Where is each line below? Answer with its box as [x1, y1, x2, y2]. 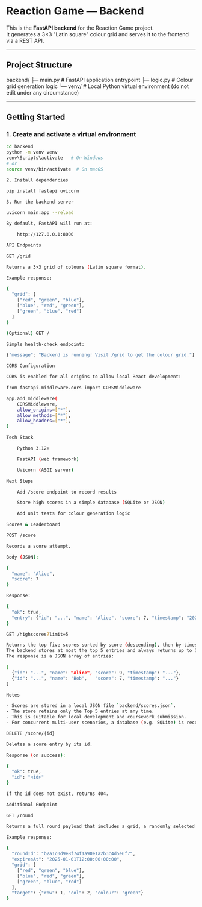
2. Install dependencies [6, 177, 69, 183]
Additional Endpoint [6, 802, 58, 808]
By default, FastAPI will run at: [6, 221, 93, 227]
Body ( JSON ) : [6, 554, 39, 560]
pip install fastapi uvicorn [6, 188, 79, 194]
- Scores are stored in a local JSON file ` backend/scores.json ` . [6, 703, 176, 709]
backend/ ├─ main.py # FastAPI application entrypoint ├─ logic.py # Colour [6, 76, 194, 83]
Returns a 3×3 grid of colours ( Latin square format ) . [6, 264, 147, 270]
